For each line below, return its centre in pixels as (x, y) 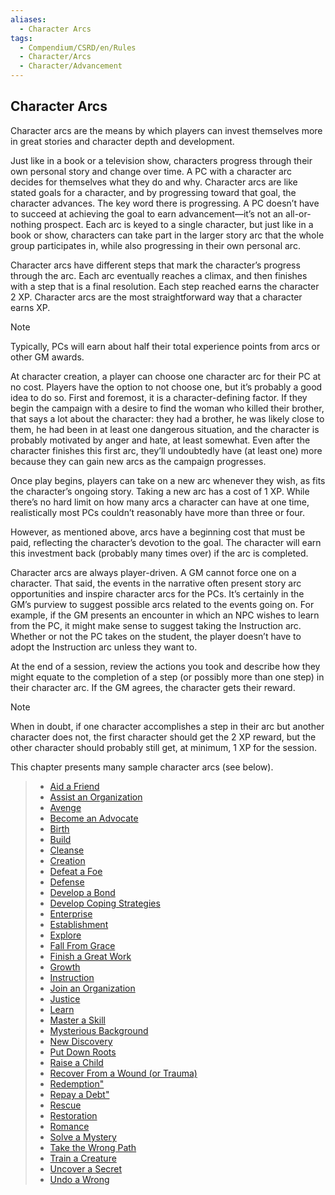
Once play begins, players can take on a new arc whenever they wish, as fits (168, 480)
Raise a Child (76, 1062)
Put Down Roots (83, 1052)
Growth (65, 967)
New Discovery (81, 1041)
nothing (26, 224)
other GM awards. (47, 357)
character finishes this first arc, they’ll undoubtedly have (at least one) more (166, 450)
